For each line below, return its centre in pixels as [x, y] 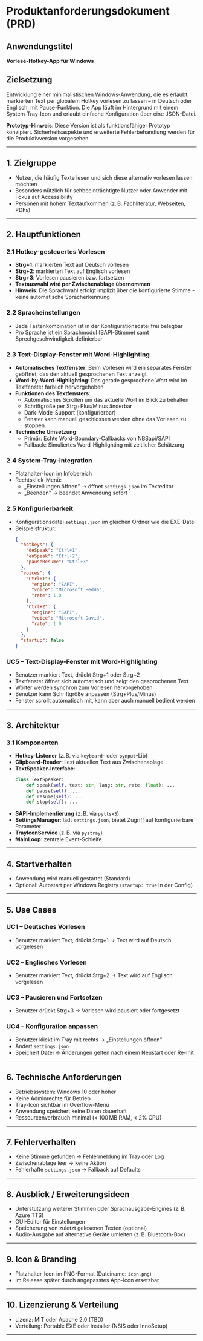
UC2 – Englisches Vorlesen [47, 962]
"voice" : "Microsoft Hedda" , [68, 590]
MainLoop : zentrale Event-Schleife [58, 839]
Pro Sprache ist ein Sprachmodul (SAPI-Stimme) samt [82, 332]
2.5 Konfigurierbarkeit [40, 508]
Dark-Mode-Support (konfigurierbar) [70, 412]
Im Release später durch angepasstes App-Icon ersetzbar [87, 1280]
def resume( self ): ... [55, 796]
